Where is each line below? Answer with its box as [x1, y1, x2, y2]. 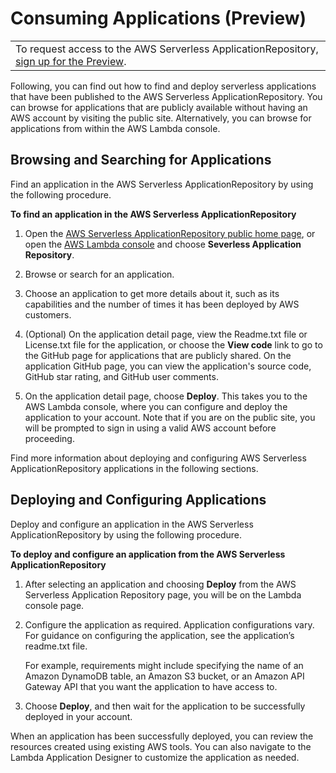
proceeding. [24, 432, 75, 444]
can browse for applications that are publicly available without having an [10, 101, 308, 113]
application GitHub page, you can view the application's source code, [24, 360, 312, 372]
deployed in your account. [24, 710, 133, 722]
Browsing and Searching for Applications [10, 152, 272, 169]
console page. [24, 599, 85, 611]
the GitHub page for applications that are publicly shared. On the [24, 349, 292, 361]
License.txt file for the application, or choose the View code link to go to [24, 338, 323, 351]
